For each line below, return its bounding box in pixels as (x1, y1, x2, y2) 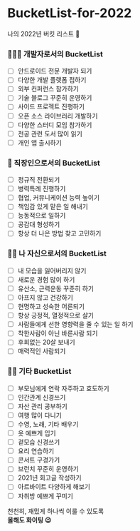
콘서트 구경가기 (17, 455, 60, 465)
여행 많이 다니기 (17, 410, 62, 419)
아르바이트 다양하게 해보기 (17, 482, 91, 491)
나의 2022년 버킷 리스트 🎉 (7, 29, 80, 38)
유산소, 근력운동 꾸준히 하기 (17, 284, 95, 293)
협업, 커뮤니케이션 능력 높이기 (17, 193, 100, 202)
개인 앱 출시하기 (17, 138, 62, 147)
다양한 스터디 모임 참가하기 (17, 120, 92, 129)
